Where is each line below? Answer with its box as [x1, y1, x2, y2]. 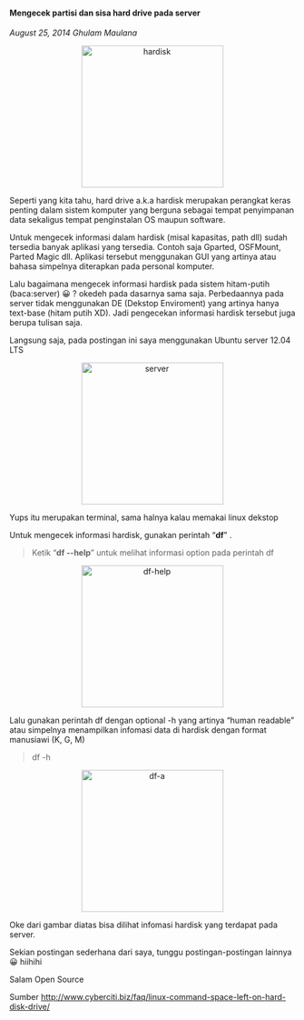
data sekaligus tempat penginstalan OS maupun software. [9, 215, 226, 225]
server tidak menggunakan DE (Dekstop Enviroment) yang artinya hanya [9, 298, 279, 309]
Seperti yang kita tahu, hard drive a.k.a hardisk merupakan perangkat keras [9, 195, 291, 206]
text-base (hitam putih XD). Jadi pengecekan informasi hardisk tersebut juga [9, 307, 296, 318]
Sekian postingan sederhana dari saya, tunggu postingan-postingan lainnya [9, 946, 292, 958]
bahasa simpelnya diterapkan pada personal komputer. [9, 261, 215, 272]
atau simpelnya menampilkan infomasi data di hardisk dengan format [9, 725, 267, 735]
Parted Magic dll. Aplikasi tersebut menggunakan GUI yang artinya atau [9, 251, 277, 263]
